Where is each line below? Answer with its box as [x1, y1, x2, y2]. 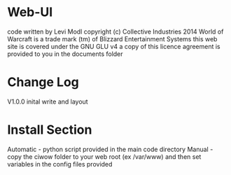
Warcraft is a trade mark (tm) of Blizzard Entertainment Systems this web [7, 34, 218, 43]
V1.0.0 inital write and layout [7, 97, 89, 106]
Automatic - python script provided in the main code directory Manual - [7, 145, 213, 153]
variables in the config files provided [7, 160, 113, 168]
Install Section [7, 122, 92, 138]
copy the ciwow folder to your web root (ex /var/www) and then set [7, 152, 202, 161]
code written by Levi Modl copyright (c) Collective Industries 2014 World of [7, 27, 224, 36]
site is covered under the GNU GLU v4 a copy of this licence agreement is [7, 42, 220, 50]
